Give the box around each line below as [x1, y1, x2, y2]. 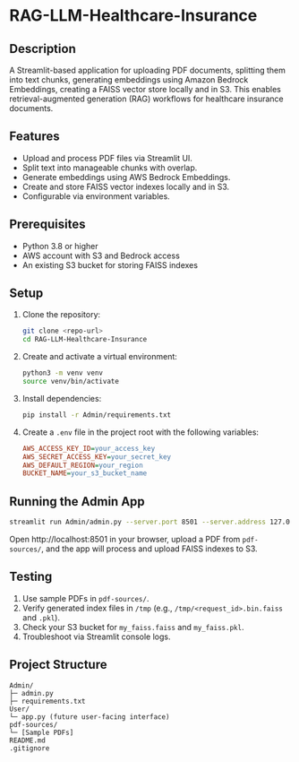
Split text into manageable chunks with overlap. [21, 162, 198, 173]
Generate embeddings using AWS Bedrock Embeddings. [21, 171, 231, 182]
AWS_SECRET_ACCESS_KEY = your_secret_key [21, 452, 172, 462]
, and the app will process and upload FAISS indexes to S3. [41, 543, 258, 554]
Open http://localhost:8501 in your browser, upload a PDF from [9, 534, 241, 544]
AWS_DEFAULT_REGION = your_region [21, 461, 143, 470]
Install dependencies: [21, 393, 102, 403]
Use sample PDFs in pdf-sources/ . [21, 593, 149, 603]
